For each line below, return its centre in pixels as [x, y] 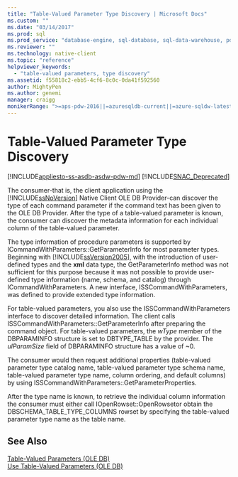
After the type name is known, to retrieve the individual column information [116, 396]
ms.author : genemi [34, 93]
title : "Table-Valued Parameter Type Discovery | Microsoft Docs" [107, 14]
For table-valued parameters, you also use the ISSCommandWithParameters [119, 308]
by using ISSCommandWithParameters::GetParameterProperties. [102, 382]
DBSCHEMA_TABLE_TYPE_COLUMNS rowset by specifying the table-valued [118, 411]
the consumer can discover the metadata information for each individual [113, 220]
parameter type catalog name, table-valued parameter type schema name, [116, 368]
